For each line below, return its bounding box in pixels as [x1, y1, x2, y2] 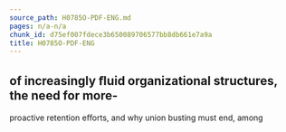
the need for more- [9, 88, 119, 103]
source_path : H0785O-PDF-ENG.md [9, 13, 131, 23]
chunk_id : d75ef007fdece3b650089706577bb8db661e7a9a [9, 30, 213, 39]
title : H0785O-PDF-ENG [9, 38, 95, 48]
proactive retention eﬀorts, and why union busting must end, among [9, 112, 264, 123]
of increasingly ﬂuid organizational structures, [9, 73, 278, 89]
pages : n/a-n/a [9, 22, 67, 31]
